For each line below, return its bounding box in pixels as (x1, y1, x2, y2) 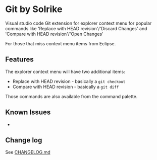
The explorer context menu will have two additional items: (5, 68, 125, 74)
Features (5, 55, 34, 64)
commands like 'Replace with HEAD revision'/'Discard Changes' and (5, 25, 147, 31)
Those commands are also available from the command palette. (5, 93, 138, 99)
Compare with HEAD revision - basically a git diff (12, 84, 119, 90)
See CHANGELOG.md (5, 149, 50, 155)
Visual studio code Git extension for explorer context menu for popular (5, 20, 152, 26)
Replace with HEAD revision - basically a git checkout (12, 78, 126, 84)
